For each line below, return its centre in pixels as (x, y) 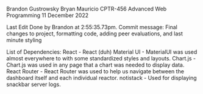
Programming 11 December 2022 (48, 15)
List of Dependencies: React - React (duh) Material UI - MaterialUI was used (102, 52)
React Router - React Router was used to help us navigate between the (95, 71)
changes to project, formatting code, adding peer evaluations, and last (94, 34)
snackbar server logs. (34, 84)
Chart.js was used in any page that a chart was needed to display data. (95, 65)
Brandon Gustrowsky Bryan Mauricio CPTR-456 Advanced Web (87, 9)
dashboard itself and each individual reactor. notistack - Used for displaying (101, 78)
